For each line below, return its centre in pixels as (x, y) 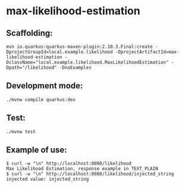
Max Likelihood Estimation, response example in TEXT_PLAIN (82, 169)
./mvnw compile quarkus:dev (41, 100)
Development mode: (45, 86)
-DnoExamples (76, 67)
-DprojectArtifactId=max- (147, 52)
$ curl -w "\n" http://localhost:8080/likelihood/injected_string (90, 174)
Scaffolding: (29, 33)
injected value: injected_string (48, 179)
